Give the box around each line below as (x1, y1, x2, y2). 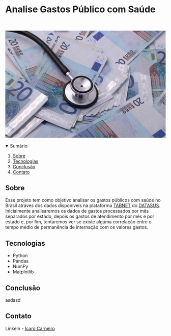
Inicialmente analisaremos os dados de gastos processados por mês (5, 208, 149, 214)
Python (12, 252, 28, 259)
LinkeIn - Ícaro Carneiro (5, 325, 55, 331)
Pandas (12, 258, 29, 264)
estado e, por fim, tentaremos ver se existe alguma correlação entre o (5, 219, 152, 225)
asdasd (5, 297, 21, 303)
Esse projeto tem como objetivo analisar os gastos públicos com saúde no (5, 197, 161, 203)
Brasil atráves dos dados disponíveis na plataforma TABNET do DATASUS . (5, 202, 160, 209)
